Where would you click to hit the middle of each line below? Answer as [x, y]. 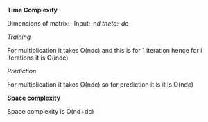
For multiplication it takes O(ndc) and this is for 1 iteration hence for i [105, 50]
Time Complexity [32, 10]
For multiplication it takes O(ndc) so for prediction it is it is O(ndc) [101, 85]
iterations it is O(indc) [38, 58]
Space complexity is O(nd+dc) [51, 111]
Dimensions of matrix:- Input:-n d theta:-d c [68, 23]
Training [19, 37]
